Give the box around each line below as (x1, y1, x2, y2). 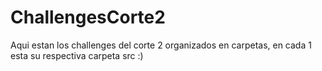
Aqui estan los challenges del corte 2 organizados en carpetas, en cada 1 (10, 39, 312, 51)
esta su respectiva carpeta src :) (10, 49, 144, 61)
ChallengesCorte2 (10, 6, 166, 29)
